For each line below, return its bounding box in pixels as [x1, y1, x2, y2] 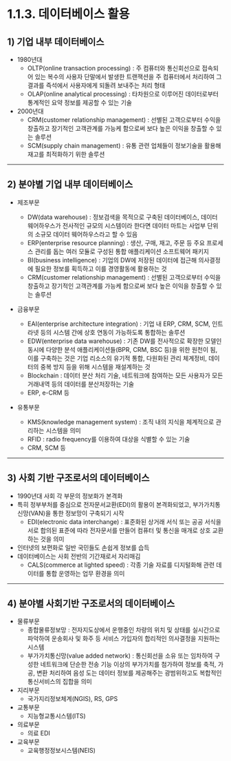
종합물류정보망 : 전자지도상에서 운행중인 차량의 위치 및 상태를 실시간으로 [27, 626, 221, 634]
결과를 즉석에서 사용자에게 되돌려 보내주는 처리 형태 [27, 81, 166, 90]
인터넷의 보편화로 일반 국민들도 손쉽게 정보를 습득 [16, 543, 150, 552]
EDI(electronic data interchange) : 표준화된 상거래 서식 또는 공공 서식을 [27, 517, 222, 525]
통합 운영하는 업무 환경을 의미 [45, 569, 125, 577]
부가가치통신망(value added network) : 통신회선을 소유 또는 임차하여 [27, 651, 213, 660]
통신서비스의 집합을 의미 [27, 678, 93, 686]
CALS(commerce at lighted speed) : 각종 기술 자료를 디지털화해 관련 [27, 561, 215, 569]
